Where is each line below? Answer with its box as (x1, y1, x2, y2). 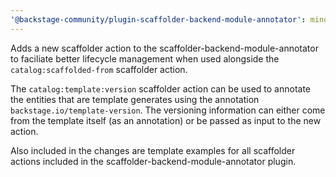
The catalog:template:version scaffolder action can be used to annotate (10, 82, 312, 95)
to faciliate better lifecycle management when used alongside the (10, 52, 280, 65)
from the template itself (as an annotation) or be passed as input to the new (10, 114, 322, 126)
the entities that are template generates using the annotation (10, 93, 260, 105)
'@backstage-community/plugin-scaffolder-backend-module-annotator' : (10, 14, 307, 25)
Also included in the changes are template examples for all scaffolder (10, 144, 296, 156)
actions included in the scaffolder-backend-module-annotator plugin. (10, 155, 297, 167)
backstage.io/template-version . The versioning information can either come (10, 104, 326, 116)
